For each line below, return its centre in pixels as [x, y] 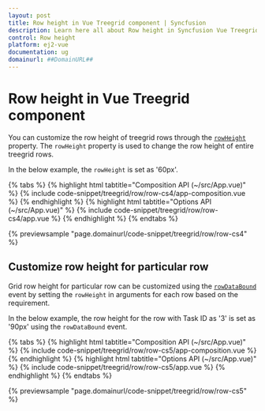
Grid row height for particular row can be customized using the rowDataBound [132, 286]
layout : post [30, 15]
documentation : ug [38, 52]
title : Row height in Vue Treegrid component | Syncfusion [107, 23]
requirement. [29, 303]
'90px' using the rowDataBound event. [68, 326]
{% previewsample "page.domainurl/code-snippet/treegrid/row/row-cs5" [127, 390]
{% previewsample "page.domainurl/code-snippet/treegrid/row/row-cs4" [128, 233]
